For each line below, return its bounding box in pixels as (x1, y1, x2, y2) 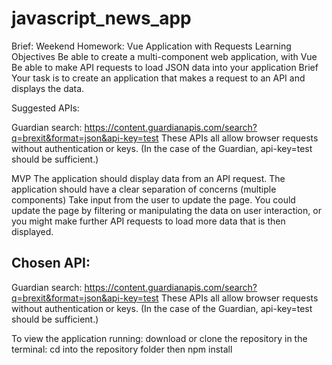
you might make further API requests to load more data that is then (11, 215, 286, 227)
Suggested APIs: (11, 102, 80, 114)
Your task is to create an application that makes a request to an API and (11, 72, 306, 84)
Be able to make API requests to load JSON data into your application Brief (11, 61, 319, 73)
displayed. (11, 225, 54, 237)
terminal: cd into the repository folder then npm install (11, 343, 233, 355)
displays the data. (11, 82, 85, 94)
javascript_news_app (11, 7, 192, 30)
